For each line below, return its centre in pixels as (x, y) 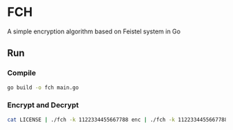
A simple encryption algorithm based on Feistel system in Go (94, 31)
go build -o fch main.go (43, 88)
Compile (21, 73)
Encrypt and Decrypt (43, 105)
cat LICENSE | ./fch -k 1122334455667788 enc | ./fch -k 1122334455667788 (118, 120)
